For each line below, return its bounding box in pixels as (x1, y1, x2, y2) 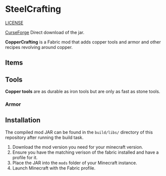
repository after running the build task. (5, 134, 84, 140)
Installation (5, 116, 41, 125)
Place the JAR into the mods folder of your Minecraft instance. (12, 160, 137, 166)
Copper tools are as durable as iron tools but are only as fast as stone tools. (5, 88, 161, 94)
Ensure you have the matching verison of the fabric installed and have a (12, 149, 159, 155)
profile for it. (12, 154, 38, 160)
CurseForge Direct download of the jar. (5, 29, 85, 35)
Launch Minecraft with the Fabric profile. (12, 165, 96, 171)
